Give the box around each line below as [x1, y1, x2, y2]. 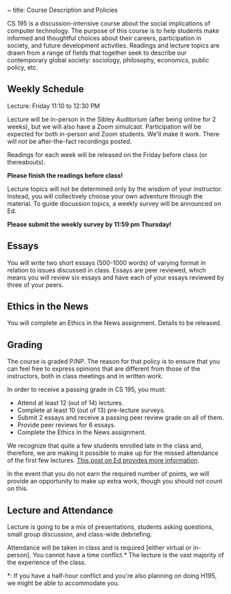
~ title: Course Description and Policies [7, 6, 119, 14]
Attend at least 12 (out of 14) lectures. [17, 399, 124, 407]
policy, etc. [7, 64, 39, 71]
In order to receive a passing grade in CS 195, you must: [7, 385, 167, 393]
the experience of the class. [7, 558, 87, 566]
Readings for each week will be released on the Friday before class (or [7, 150, 208, 158]
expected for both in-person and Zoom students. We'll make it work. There [7, 129, 219, 138]
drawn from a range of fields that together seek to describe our [7, 48, 188, 57]
